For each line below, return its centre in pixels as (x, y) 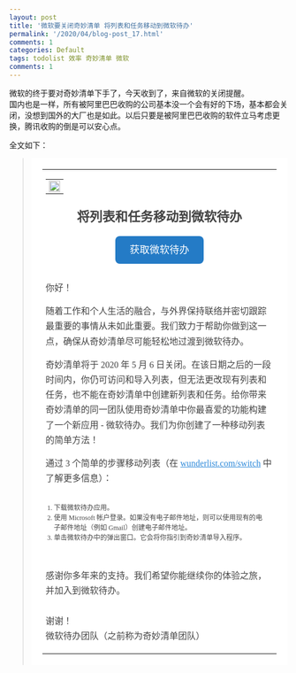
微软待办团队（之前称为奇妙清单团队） (125, 636)
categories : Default (47, 50)
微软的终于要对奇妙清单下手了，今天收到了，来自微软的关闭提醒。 (129, 93)
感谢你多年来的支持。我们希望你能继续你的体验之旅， (156, 576)
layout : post (33, 17)
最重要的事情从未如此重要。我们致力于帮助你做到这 (152, 326)
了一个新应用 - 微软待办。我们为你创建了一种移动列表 (156, 425)
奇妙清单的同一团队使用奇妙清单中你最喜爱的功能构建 (156, 410)
